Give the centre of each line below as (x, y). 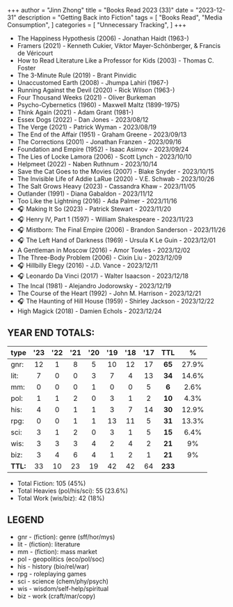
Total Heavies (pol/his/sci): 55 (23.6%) (73, 491)
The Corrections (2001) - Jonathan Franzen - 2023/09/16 (99, 142)
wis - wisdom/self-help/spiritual (63, 588)
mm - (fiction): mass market (57, 551)
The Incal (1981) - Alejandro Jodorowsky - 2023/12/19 (94, 286)
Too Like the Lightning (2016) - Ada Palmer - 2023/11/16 (97, 201)
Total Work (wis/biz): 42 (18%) (61, 498)
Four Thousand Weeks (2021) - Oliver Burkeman (87, 97)
